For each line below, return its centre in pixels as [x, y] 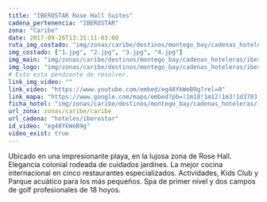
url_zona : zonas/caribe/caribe [60, 112]
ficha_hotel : [30, 104]
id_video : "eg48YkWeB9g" [49, 126]
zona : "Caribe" [33, 30]
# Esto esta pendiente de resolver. [69, 74]
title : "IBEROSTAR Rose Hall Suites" [71, 15]
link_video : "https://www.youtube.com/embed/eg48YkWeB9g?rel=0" [117, 89]
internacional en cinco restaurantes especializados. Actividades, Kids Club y [133, 173]
